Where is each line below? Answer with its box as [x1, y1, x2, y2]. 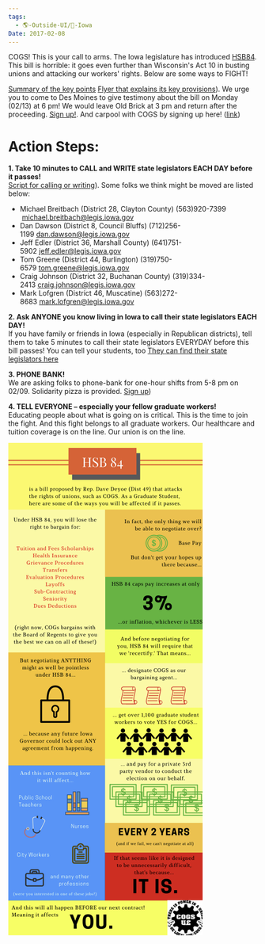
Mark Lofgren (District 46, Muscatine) [19, 289, 143, 298]
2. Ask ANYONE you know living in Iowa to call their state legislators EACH [8, 312, 257, 322]
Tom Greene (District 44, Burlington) [19, 254, 138, 265]
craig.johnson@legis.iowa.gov [37, 280, 136, 289]
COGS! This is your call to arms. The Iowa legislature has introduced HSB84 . [8, 52, 257, 62]
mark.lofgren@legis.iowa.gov [39, 297, 134, 307]
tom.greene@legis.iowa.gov [38, 263, 130, 273]
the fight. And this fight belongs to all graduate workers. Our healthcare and [8, 418, 256, 428]
